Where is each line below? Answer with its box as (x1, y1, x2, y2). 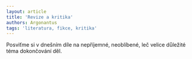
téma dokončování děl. (6, 48, 63, 55)
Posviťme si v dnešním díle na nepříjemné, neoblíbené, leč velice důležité (6, 41, 186, 48)
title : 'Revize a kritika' (6, 14, 73, 20)
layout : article (6, 8, 47, 15)
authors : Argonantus (6, 19, 58, 25)
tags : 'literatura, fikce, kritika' (6, 25, 97, 31)
